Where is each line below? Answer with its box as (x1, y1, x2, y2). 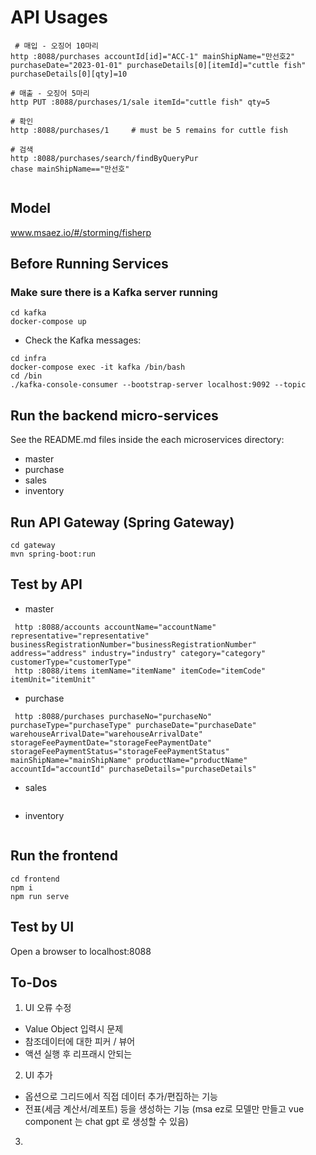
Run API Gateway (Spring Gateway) (10, 514, 235, 531)
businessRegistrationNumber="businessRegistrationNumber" (10, 639, 257, 650)
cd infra (10, 354, 47, 364)
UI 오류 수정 (24, 1002, 72, 1014)
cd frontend (10, 874, 60, 884)
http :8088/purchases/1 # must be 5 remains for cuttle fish (10, 125, 288, 135)
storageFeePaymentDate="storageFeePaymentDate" (10, 737, 213, 748)
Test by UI (10, 919, 75, 936)
